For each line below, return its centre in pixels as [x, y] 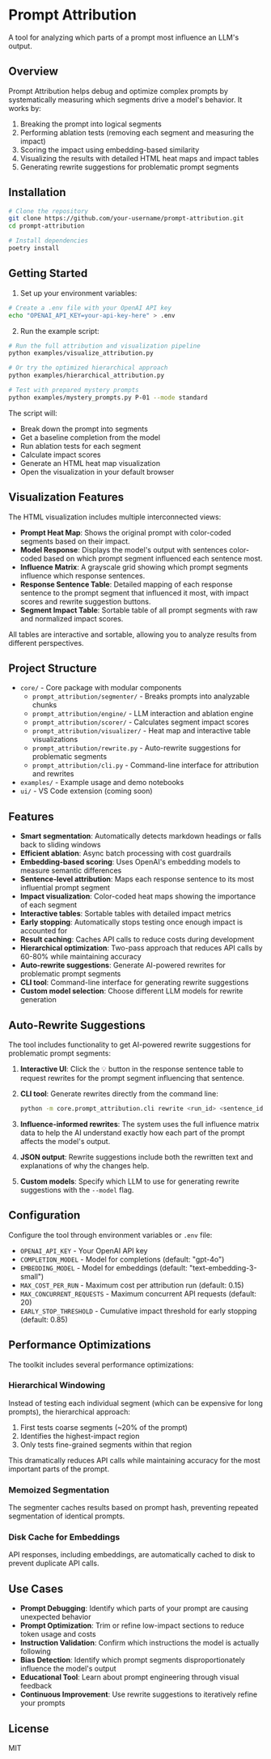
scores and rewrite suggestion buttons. [85, 601]
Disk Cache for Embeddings [64, 1537]
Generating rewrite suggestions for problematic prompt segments [129, 167]
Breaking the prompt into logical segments [91, 124]
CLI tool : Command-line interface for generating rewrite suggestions [134, 983]
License [29, 1729]
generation [38, 1000]
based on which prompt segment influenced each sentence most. [153, 558]
